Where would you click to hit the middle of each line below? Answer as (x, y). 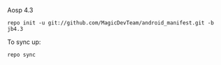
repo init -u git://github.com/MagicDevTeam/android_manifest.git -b (111, 23)
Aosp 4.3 (20, 10)
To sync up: (24, 42)
